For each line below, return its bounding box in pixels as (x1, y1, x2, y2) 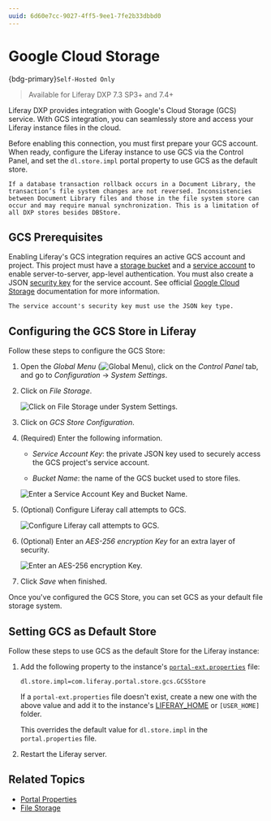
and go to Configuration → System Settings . (19, 371, 168, 380)
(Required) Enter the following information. (19, 433, 163, 443)
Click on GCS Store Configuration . (19, 418, 135, 428)
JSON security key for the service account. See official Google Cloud (8, 278, 240, 288)
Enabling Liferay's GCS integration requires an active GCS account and (8, 252, 246, 262)
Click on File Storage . (19, 386, 92, 396)
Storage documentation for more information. (8, 286, 160, 297)
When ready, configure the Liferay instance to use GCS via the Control (8, 147, 244, 157)
